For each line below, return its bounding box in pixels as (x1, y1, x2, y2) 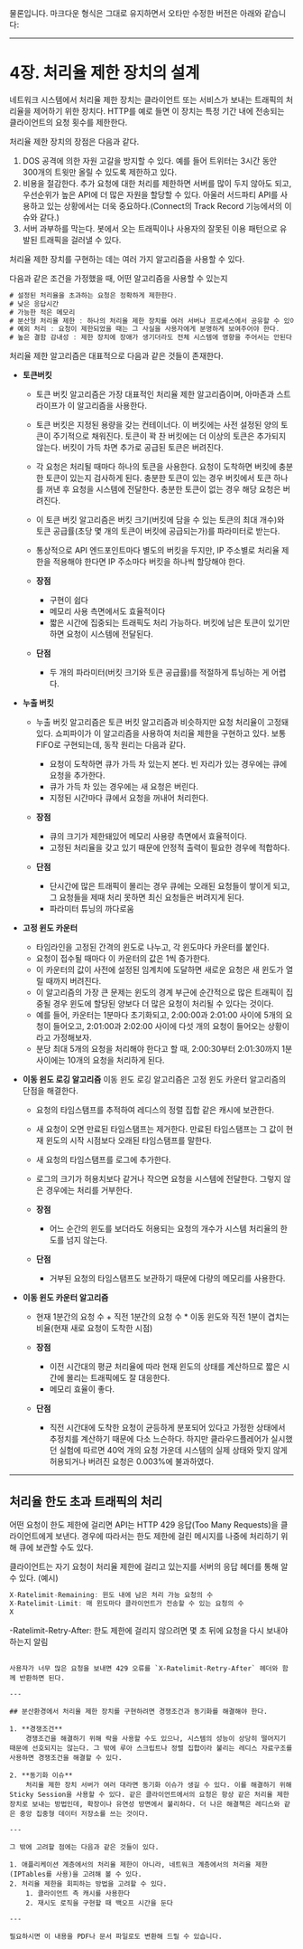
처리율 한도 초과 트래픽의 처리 (9, 1493, 163, 1509)
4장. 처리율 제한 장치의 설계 (9, 62, 200, 83)
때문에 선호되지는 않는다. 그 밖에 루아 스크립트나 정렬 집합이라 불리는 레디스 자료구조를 (9, 1744, 293, 1753)
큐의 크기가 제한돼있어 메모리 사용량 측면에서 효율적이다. (49, 831, 248, 842)
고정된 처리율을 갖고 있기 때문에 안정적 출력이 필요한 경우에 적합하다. (49, 842, 290, 853)
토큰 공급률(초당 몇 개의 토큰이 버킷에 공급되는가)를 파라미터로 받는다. (35, 525, 280, 536)
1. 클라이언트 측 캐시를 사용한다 (25, 1888, 131, 1897)
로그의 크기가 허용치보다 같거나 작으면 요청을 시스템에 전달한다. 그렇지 (35, 1174, 282, 1185)
